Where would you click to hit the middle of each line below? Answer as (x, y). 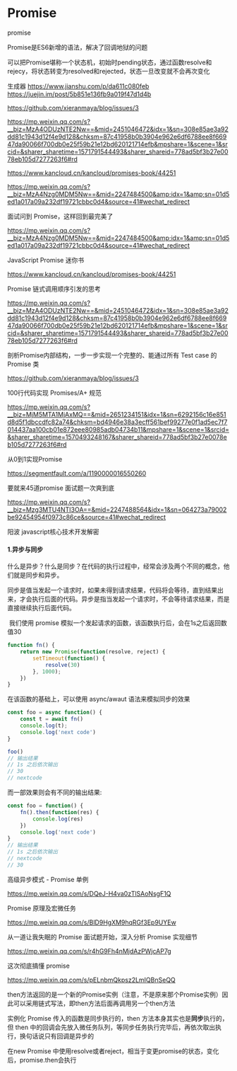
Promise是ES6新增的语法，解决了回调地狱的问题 (78, 47)
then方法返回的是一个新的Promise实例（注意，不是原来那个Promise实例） (115, 994)
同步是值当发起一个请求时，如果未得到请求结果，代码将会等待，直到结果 (112, 590)
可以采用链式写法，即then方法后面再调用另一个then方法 (94, 1003)
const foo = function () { (45, 806)
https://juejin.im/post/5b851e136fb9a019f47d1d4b (79, 94)
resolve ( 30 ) (62, 665)
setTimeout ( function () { (69, 658)
